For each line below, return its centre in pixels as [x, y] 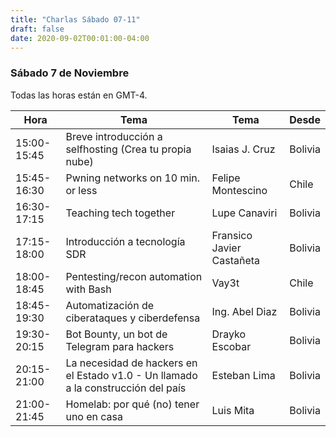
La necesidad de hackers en [131, 363]
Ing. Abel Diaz [244, 311]
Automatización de [110, 305]
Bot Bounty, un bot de [116, 334]
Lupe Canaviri [244, 213]
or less [81, 190]
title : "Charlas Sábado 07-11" [75, 19]
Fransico [232, 235]
